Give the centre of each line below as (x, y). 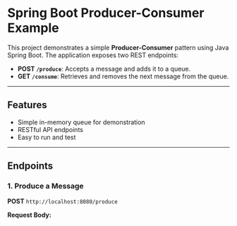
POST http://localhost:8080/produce (62, 201)
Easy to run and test (47, 137)
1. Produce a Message (45, 186)
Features (27, 105)
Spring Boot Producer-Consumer (106, 13)
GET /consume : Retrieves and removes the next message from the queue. (123, 76)
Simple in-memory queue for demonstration (81, 122)
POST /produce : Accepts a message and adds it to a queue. (104, 69)
